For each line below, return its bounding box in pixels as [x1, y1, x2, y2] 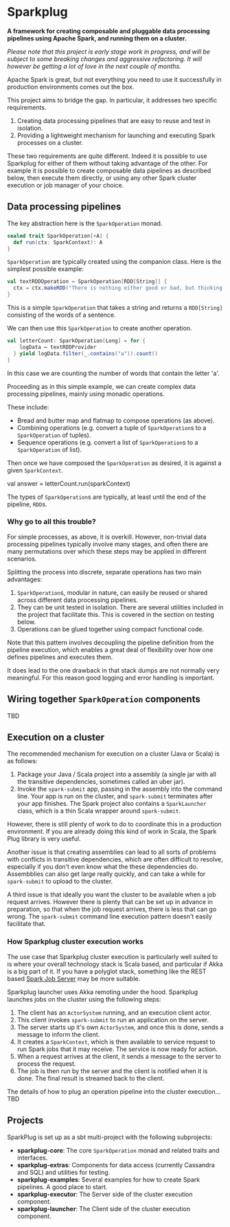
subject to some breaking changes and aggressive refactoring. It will [7, 54, 203, 63]
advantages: [7, 575, 43, 583]
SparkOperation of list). [16, 445, 82, 453]
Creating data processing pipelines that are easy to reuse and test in [16, 116, 211, 124]
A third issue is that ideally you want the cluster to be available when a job [7, 890, 216, 899]
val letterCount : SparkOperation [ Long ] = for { [7, 337, 146, 344]
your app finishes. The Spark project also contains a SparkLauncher [16, 800, 207, 808]
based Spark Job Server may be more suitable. [7, 974, 141, 982]
